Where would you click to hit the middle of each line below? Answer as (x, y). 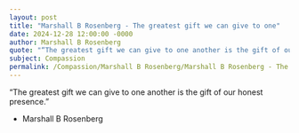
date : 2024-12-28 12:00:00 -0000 (71, 34)
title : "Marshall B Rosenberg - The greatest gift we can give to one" (145, 26)
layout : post (33, 17)
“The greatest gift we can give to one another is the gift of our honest (136, 92)
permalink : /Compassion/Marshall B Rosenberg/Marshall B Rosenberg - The (149, 67)
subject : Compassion (48, 59)
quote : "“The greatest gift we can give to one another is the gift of (145, 51)
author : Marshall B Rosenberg (65, 42)
